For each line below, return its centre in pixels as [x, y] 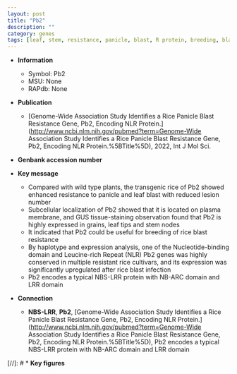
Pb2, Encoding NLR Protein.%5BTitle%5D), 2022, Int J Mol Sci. [120, 146]
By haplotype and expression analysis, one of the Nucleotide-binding [128, 247]
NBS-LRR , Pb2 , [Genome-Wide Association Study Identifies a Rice [124, 312]
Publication [35, 102]
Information [35, 60]
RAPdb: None [48, 89]
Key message [38, 174]
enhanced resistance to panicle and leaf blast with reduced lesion [124, 195]
